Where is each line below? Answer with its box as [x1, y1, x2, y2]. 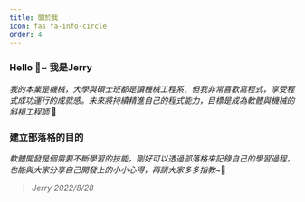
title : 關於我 [9, 13, 59, 23]
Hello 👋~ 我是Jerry [9, 61, 93, 74]
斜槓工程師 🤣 [9, 106, 57, 117]
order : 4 [9, 30, 43, 39]
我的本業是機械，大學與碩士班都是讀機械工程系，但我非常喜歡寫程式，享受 [9, 83, 287, 95]
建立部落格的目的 [9, 131, 84, 143]
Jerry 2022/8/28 [31, 182, 94, 193]
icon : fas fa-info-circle [9, 22, 107, 31]
